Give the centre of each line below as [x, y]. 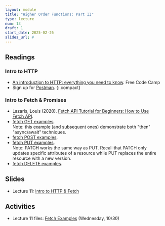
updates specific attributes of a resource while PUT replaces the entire [84, 153]
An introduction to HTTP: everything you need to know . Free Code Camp [86, 82]
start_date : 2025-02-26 [30, 33]
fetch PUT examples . [34, 142]
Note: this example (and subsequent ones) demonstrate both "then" [81, 127]
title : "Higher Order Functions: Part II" [49, 14]
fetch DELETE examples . [37, 163]
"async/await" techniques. [39, 132]
